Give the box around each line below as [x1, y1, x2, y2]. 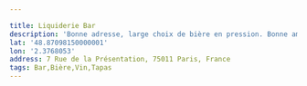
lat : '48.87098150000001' [9, 38, 108, 47]
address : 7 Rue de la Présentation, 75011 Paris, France [9, 55, 231, 64]
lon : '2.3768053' [9, 46, 76, 55]
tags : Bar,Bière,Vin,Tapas [9, 63, 112, 72]
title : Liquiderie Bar [9, 21, 96, 30]
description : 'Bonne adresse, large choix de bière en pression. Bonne [9, 29, 288, 39]
